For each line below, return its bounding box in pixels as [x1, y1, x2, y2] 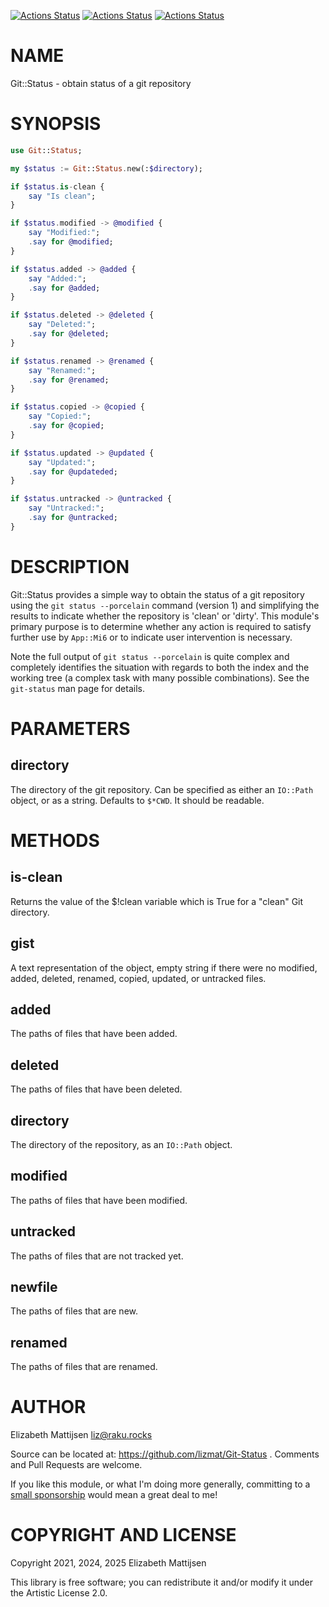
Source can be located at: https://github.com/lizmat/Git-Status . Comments [10, 1448, 320, 1460]
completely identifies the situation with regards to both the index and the [10, 661, 310, 673]
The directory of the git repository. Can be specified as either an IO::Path [10, 783, 314, 795]
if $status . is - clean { [10, 181, 105, 192]
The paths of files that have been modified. [10, 1194, 188, 1206]
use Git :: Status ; [10, 145, 83, 155]
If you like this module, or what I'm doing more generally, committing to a [10, 1478, 311, 1490]
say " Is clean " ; [28, 191, 97, 201]
